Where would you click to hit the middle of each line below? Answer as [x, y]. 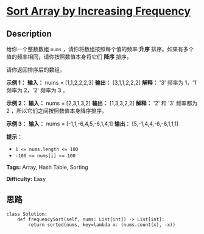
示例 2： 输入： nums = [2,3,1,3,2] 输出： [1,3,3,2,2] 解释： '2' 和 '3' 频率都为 [102, 103]
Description [29, 34]
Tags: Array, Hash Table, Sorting [47, 167]
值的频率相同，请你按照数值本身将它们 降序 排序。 [69, 57]
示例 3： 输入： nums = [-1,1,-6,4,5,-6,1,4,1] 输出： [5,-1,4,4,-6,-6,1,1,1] [93, 124]
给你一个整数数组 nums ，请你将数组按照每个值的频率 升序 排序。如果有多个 [100, 49]
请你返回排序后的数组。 [36, 69]
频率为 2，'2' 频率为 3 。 [37, 90]
